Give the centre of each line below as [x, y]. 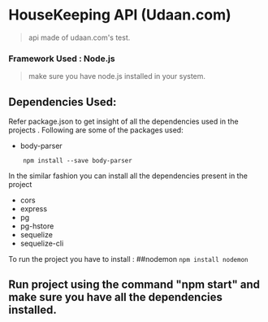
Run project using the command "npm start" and [134, 285]
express [33, 209]
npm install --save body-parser [78, 161]
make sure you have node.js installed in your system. [117, 76]
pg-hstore [37, 226]
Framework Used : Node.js [62, 59]
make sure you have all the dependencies [116, 297]
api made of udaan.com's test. [79, 37]
